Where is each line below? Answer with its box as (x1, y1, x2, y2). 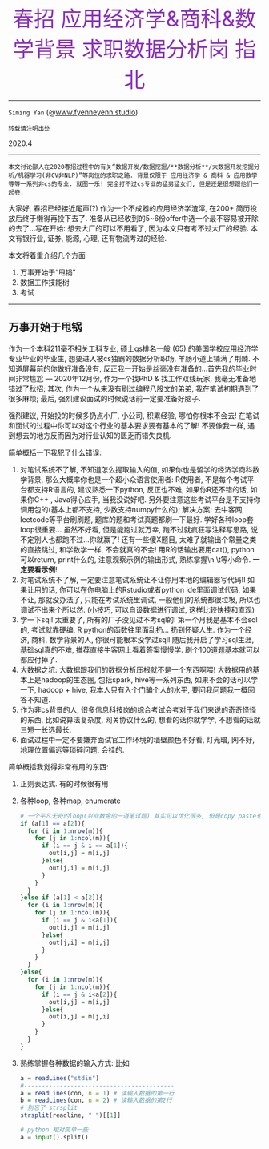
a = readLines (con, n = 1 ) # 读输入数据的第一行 (19, 1089, 175, 1097)
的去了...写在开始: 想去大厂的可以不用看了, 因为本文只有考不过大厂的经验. (8, 223, 250, 233)
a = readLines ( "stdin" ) (19, 1074, 100, 1082)
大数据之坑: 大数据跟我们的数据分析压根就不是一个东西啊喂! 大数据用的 (19, 665, 253, 674)
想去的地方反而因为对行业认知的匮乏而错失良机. (14, 430, 172, 440)
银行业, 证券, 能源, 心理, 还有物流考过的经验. (22, 234, 167, 243)
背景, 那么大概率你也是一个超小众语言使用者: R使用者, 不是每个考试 (26, 474, 247, 484)
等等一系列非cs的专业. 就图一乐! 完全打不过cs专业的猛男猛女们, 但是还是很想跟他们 (8, 180, 253, 188)
